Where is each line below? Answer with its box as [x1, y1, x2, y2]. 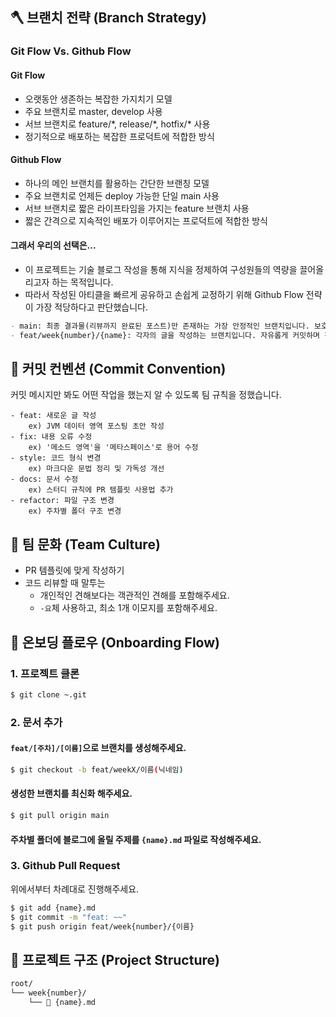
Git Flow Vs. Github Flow [10, 44, 132, 58]
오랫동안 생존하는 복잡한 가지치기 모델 [24, 93, 173, 105]
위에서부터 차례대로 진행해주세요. [10, 883, 140, 895]
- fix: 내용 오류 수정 [10, 432, 93, 442]
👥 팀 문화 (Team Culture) [10, 536, 161, 553]
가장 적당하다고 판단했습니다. [35, 301, 148, 313]
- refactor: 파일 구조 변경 [10, 496, 115, 506]
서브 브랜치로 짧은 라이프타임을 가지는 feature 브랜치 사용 [24, 202, 250, 214]
